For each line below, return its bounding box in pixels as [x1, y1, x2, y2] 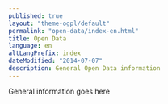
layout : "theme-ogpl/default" [8, 19, 111, 27]
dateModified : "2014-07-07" [8, 57, 103, 65]
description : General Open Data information [8, 64, 161, 73]
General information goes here [8, 86, 111, 96]
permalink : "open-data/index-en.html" [8, 27, 139, 35]
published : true [8, 11, 63, 20]
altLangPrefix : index [8, 49, 82, 57]
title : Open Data [8, 34, 67, 43]
